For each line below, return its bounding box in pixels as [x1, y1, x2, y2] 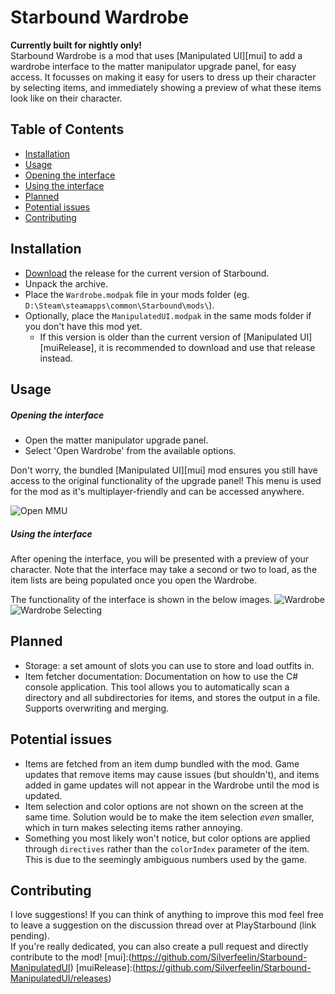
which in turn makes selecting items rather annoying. [24, 821, 243, 833]
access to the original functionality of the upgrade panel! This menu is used [10, 474, 322, 486]
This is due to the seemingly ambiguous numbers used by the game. [24, 853, 308, 865]
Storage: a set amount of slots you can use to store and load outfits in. [24, 659, 315, 671]
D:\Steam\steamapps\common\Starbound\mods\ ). [24, 299, 215, 311]
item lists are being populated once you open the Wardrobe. [10, 574, 258, 586]
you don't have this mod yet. [24, 320, 143, 332]
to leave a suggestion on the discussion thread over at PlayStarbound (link [10, 919, 317, 931]
